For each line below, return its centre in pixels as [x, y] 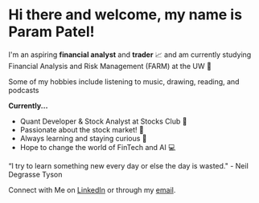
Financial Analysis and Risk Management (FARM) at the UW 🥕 [110, 66]
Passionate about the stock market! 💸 [82, 129]
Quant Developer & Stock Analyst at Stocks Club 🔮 [103, 121]
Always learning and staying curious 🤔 [83, 138]
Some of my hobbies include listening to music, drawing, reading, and [124, 81]
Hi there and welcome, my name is [125, 15]
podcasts [24, 90]
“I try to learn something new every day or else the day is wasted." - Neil [129, 165]
